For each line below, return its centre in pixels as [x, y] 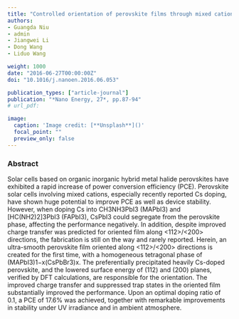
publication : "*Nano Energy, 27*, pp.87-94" [74, 99]
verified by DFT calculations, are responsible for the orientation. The [107, 277]
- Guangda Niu [28, 27]
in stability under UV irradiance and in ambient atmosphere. [95, 308]
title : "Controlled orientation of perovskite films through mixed [110, 14]
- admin [19, 34]
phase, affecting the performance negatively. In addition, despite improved [117, 224]
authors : [20, 21]
